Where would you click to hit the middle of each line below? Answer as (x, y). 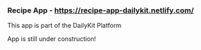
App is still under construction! (52, 39)
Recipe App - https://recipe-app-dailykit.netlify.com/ (100, 10)
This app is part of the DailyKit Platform (65, 26)
